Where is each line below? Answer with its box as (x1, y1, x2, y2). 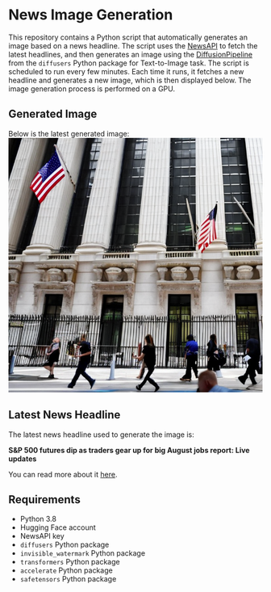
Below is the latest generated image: (8, 128, 130, 138)
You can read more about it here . (8, 469, 118, 479)
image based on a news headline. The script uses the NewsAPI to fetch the (8, 40, 258, 50)
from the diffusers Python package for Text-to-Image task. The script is (8, 58, 250, 68)
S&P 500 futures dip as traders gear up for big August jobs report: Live (8, 445, 250, 455)
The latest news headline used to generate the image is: (8, 430, 195, 439)
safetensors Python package (19, 574, 117, 584)
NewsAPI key (19, 531, 65, 541)
